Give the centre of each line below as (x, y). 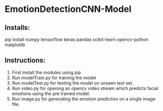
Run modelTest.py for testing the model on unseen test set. (73, 83)
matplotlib (15, 45)
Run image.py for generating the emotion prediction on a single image (83, 99)
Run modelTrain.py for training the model (54, 78)
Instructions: (25, 60)
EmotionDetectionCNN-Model (68, 9)
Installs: (17, 28)
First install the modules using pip (46, 72)
